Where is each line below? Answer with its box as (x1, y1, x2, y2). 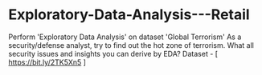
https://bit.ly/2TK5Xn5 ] (8, 57, 87, 67)
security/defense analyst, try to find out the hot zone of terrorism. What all (8, 40, 255, 49)
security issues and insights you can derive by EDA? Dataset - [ (8, 49, 219, 58)
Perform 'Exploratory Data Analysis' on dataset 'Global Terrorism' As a (8, 32, 242, 41)
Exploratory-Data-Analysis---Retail (8, 6, 251, 24)
